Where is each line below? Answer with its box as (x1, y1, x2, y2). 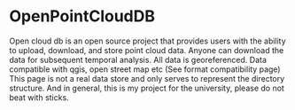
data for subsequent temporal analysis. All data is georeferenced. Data (9, 54, 268, 65)
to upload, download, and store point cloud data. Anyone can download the (9, 44, 284, 55)
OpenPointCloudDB (9, 6, 155, 27)
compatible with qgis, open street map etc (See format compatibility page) (9, 64, 281, 75)
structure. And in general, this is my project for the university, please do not (9, 82, 285, 93)
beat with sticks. (9, 91, 69, 103)
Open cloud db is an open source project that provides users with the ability (9, 35, 286, 46)
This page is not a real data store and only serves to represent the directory (9, 73, 285, 83)
